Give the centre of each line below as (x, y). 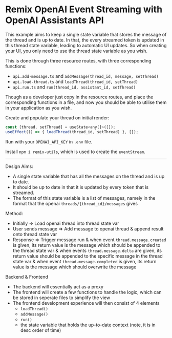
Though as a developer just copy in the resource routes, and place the (79, 97)
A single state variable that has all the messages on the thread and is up (89, 176)
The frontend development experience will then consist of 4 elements (86, 303)
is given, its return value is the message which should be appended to (87, 245)
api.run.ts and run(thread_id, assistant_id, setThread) (74, 87)
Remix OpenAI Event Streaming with (84, 9)
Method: (14, 213)
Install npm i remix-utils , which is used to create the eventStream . (75, 152)
